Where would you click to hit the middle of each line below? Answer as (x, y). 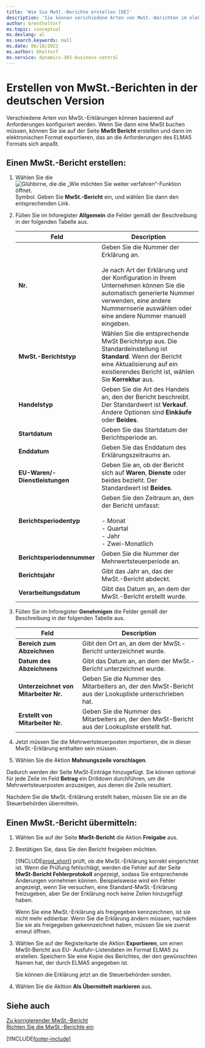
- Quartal (115, 528)
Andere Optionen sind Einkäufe (147, 412)
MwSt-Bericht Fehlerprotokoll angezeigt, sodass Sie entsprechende (102, 874)
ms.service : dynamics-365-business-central (63, 57)
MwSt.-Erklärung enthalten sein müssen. (66, 748)
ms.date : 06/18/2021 (33, 46)
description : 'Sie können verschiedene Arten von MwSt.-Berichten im (97, 18)
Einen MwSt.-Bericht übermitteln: (72, 823)
